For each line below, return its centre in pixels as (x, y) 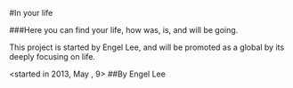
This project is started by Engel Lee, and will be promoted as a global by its (147, 47)
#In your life (31, 13)
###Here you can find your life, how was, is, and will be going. (124, 30)
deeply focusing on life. (53, 56)
